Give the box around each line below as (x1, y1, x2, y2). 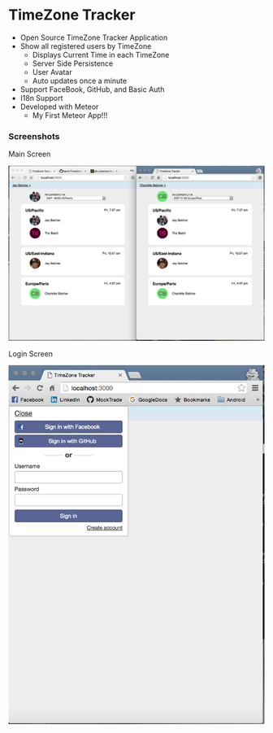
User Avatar (32, 67, 72, 76)
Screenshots (8, 130, 60, 142)
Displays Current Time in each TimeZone (32, 50, 170, 59)
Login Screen (8, 349, 54, 359)
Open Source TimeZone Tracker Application (19, 33, 168, 42)
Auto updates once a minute (32, 76, 128, 85)
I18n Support (19, 93, 63, 103)
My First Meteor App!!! (32, 110, 108, 120)
